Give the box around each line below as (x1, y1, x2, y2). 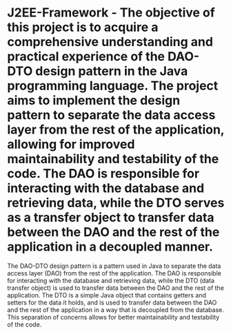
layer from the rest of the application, (7, 122, 225, 138)
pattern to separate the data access (7, 107, 216, 123)
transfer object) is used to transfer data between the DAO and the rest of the (7, 284, 224, 292)
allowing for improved (7, 136, 135, 152)
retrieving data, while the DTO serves (7, 195, 225, 211)
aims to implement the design (7, 93, 181, 108)
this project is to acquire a (7, 19, 159, 35)
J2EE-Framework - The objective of (7, 5, 215, 21)
